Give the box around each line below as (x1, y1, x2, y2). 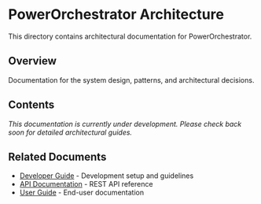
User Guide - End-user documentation (19, 187, 144, 198)
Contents (8, 98, 55, 112)
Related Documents (8, 150, 107, 163)
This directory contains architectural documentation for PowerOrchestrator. (8, 32, 252, 41)
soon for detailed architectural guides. (8, 128, 132, 137)
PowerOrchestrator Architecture (8, 6, 224, 24)
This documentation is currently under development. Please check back (8, 119, 242, 128)
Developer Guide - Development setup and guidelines (19, 171, 194, 180)
